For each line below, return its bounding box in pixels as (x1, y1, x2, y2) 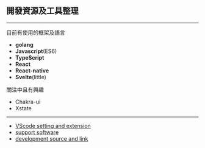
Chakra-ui (15, 98, 41, 105)
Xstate (15, 104, 32, 111)
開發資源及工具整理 (6, 5, 79, 16)
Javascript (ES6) (15, 48, 57, 55)
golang (15, 41, 34, 48)
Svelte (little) (15, 73, 47, 80)
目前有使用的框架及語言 (6, 29, 65, 36)
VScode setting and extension (15, 122, 92, 129)
